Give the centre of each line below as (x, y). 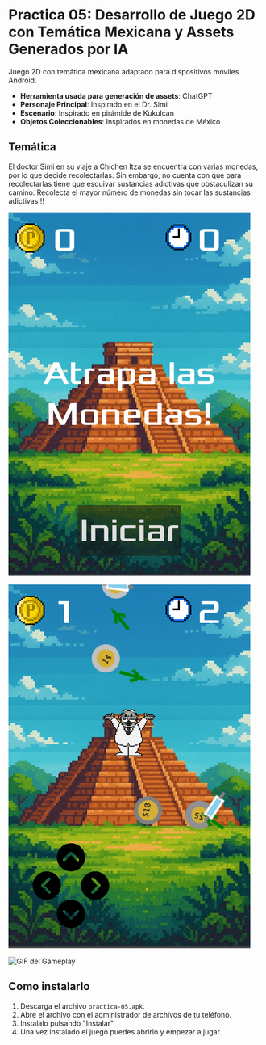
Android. (23, 80)
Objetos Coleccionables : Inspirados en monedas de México (120, 121)
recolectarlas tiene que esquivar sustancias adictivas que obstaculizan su (131, 183)
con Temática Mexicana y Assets (121, 32)
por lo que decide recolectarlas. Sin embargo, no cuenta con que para (125, 175)
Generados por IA (69, 49)
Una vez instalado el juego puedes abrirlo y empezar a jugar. (121, 1031)
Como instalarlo (49, 986)
